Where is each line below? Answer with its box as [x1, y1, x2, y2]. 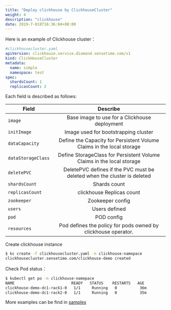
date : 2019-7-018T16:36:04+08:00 [5, 21, 76, 27]
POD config [95, 214, 123, 221]
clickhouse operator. [84, 228, 134, 235]
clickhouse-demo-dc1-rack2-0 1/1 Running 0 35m [5, 290, 147, 295]
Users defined [92, 205, 126, 212]
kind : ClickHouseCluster [5, 56, 58, 61]
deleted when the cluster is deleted [67, 172, 151, 179]
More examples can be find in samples [5, 299, 87, 305]
